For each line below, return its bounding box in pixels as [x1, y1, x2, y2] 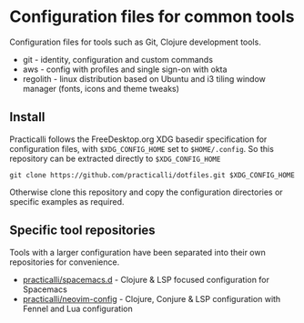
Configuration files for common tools [9, 6, 295, 27]
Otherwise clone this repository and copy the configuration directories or [9, 187, 284, 197]
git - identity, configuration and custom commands [22, 54, 214, 65]
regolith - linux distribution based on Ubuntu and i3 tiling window [22, 73, 267, 84]
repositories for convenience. [9, 257, 120, 267]
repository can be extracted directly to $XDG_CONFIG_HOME [9, 153, 221, 164]
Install [9, 109, 46, 125]
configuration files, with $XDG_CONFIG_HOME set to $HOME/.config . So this [9, 143, 275, 154]
